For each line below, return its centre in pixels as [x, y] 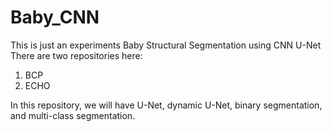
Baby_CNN [55, 17]
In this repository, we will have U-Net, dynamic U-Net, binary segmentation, [166, 105]
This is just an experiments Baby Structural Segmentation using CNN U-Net [166, 45]
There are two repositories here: [76, 55]
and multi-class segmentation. [73, 115]
